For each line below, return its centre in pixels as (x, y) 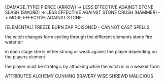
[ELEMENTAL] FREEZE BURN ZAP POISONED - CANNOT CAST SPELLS (77, 27)
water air (14, 42)
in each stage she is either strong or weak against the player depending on (81, 52)
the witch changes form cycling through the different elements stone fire (79, 37)
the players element (25, 57)
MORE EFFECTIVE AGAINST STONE (46, 18)
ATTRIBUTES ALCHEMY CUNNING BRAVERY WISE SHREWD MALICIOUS (79, 76)
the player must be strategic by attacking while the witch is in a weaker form (82, 66)
